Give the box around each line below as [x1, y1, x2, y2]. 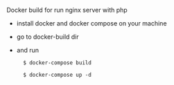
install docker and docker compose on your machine [16, 19, 167, 27]
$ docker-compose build [23, 59, 92, 66]
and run [16, 46, 40, 54]
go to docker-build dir [16, 32, 79, 41]
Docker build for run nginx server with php [6, 6, 128, 14]
